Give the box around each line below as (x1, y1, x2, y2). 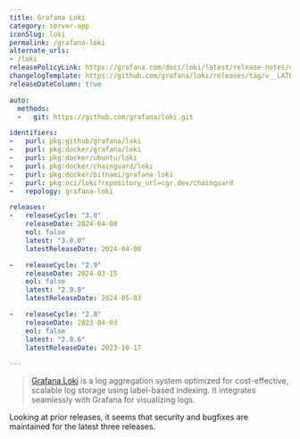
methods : (17, 104, 50, 113)
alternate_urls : (9, 46, 70, 55)
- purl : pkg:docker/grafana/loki (9, 145, 142, 155)
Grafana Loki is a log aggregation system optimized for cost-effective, (30, 376, 289, 386)
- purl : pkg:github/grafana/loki (9, 137, 142, 146)
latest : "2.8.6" (25, 334, 87, 344)
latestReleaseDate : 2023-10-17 (25, 343, 142, 352)
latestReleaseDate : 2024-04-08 (25, 244, 142, 253)
